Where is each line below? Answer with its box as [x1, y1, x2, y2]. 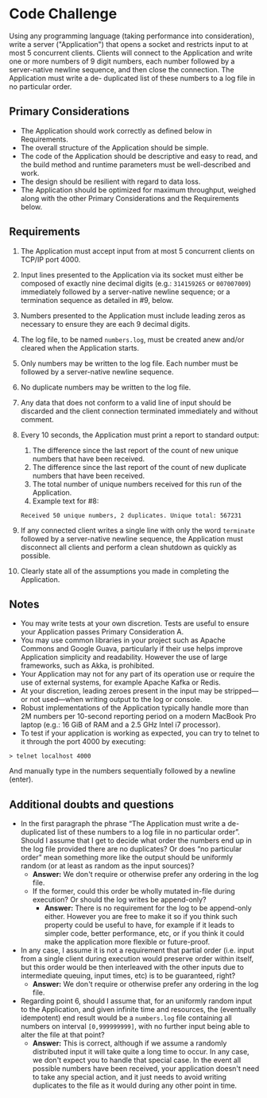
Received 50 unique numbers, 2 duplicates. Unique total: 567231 [20, 511, 242, 519]
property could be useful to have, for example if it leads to [44, 920, 235, 930]
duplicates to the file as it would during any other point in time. [32, 1081, 238, 1090]
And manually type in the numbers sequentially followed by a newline [9, 766, 236, 776]
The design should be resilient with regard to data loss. [20, 177, 201, 186]
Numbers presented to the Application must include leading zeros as [20, 311, 246, 320]
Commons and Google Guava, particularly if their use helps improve [20, 644, 243, 654]
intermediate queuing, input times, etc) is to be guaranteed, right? [20, 971, 236, 980]
